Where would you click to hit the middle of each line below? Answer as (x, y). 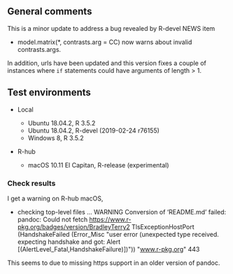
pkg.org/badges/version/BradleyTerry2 (74, 226)
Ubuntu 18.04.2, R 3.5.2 (62, 123)
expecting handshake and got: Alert (69, 242)
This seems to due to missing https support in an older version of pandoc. (114, 263)
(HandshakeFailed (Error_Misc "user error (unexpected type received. (118, 234)
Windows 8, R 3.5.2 (56, 138)
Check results (31, 183)
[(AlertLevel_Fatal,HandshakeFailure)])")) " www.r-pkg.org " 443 (108, 249)
